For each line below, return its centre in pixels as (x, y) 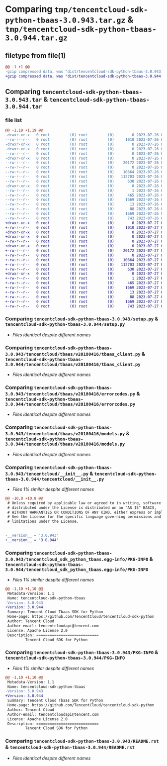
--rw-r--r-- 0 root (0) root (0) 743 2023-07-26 (82, 218)
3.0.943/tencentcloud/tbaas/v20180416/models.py (65, 434)
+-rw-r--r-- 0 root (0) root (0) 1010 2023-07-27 (82, 227)
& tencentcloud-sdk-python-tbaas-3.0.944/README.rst (70, 747)
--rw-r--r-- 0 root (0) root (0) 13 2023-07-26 (82, 204)
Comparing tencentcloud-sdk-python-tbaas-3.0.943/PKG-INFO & (82, 653)
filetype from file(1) (36, 55)
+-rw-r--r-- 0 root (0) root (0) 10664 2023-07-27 (82, 260)
